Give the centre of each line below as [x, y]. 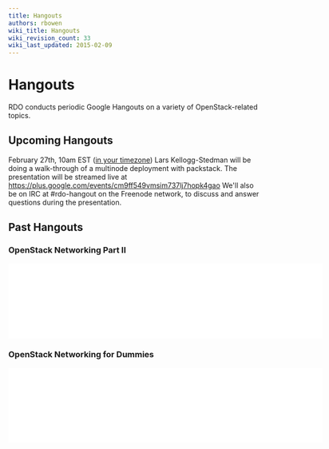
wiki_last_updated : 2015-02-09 [60, 46]
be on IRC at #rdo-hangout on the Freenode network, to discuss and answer [134, 193]
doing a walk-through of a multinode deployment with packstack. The [123, 168]
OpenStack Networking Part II [67, 250]
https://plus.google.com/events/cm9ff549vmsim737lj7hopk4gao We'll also [131, 185]
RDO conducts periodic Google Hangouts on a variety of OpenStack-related [133, 107]
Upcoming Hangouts [61, 141]
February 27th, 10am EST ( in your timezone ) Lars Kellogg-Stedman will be [130, 160]
